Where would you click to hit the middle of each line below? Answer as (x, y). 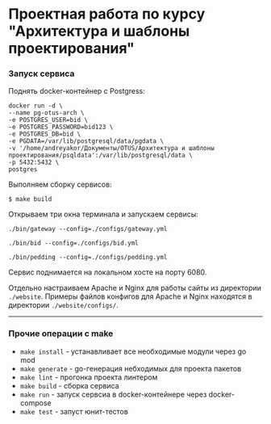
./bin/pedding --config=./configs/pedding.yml (88, 258)
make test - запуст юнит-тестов (74, 411)
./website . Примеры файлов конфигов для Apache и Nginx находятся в (130, 296)
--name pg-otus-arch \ (46, 113)
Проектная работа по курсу (107, 14)
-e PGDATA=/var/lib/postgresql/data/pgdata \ (86, 141)
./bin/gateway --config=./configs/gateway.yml (88, 229)
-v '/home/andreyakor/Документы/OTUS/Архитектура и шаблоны (112, 149)
